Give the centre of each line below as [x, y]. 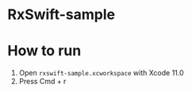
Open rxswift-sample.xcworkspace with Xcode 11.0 [101, 73]
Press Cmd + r [42, 82]
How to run [44, 51]
